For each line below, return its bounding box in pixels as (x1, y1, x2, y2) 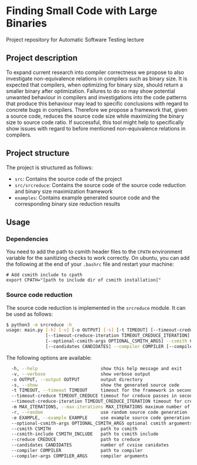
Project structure (6, 148, 70, 158)
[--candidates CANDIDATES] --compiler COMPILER (45, 344, 164, 350)
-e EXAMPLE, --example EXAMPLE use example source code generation (11, 414, 191, 421)
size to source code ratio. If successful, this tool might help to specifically (6, 119, 184, 126)
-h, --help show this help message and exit (11, 366, 182, 372)
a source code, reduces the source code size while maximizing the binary (6, 112, 185, 119)
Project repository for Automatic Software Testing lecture (6, 36, 144, 43)
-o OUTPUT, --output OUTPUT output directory (11, 376, 143, 383)
